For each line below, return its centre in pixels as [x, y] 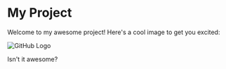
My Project [40, 13]
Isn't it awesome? [33, 59]
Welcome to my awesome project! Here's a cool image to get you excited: [114, 32]
